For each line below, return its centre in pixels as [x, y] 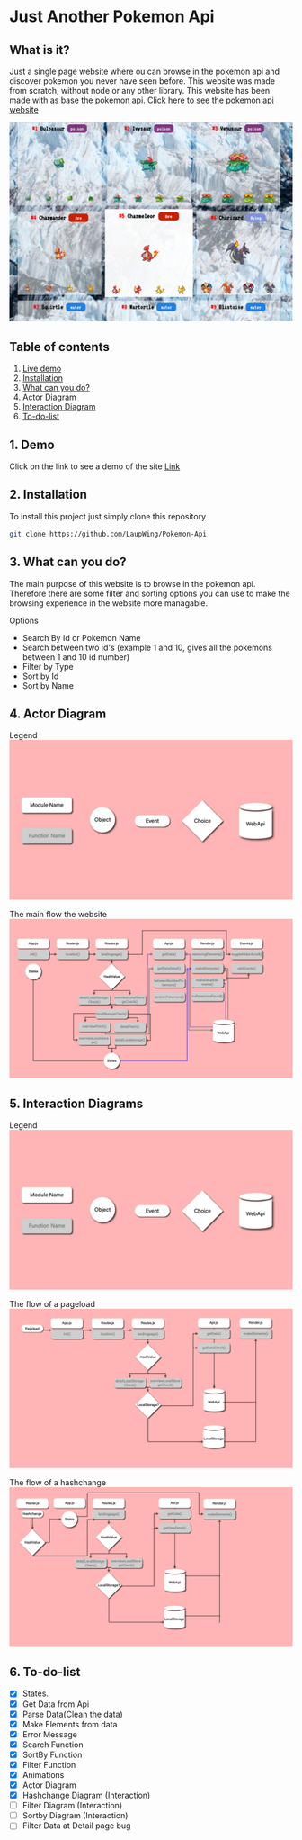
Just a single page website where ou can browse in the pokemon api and [145, 71]
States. [36, 1693]
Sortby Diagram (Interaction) [75, 1816]
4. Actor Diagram [58, 713]
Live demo [42, 369]
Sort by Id [40, 676]
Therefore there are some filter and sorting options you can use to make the [150, 593]
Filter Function [49, 1764]
